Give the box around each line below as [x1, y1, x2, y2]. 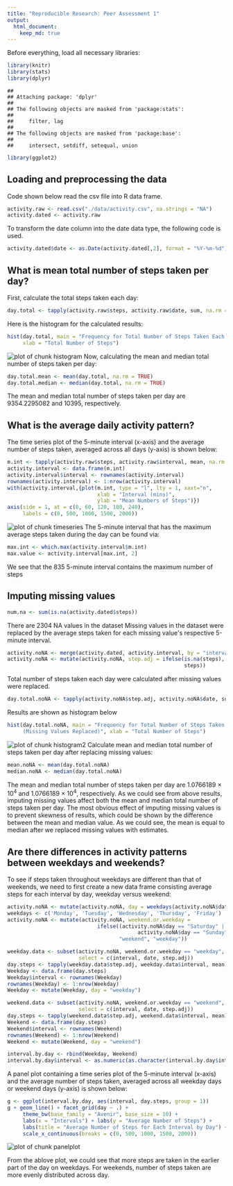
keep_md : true [19, 29, 60, 37]
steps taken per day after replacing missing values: [7, 748, 153, 756]
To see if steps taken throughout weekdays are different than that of [7, 875, 202, 883]
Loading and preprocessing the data [7, 174, 167, 185]
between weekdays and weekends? [7, 857, 165, 869]
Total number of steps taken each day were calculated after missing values [7, 675, 222, 683]
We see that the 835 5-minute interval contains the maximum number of [7, 562, 214, 571]
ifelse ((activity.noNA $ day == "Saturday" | [96, 923, 225, 930]
